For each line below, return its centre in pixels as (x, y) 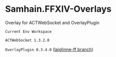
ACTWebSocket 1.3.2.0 (27, 40)
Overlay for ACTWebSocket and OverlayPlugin (52, 23)
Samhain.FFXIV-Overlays (58, 9)
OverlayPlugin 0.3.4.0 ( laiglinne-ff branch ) (49, 49)
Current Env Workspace (28, 31)
